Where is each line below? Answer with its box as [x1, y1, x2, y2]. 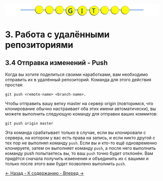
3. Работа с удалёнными [5, 29, 110, 40]
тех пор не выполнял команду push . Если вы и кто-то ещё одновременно [5, 140, 157, 146]
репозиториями [5, 39, 73, 50]
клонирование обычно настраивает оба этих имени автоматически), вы [5, 106, 156, 112]
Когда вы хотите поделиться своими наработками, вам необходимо [5, 71, 148, 77]
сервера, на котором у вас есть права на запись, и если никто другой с [5, 135, 155, 141]
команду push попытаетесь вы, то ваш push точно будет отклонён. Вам [5, 151, 153, 157]
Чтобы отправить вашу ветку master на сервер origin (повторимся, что [5, 101, 154, 107]
